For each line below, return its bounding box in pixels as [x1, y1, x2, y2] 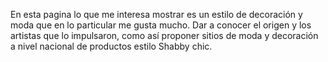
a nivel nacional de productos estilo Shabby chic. [10, 40, 213, 52]
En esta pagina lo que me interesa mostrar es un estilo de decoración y [10, 9, 303, 20]
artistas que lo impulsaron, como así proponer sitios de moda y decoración [10, 30, 319, 41]
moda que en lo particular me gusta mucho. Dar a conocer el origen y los [10, 19, 312, 31]
